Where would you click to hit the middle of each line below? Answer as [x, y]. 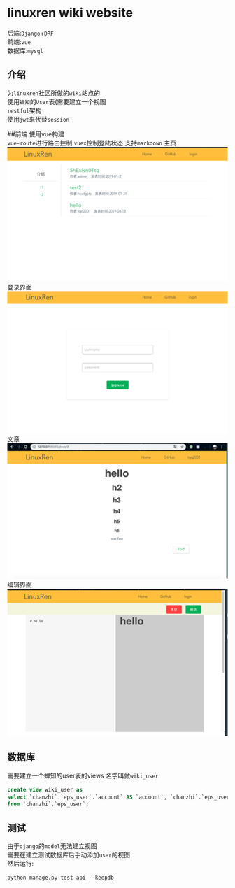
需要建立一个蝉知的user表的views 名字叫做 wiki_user [83, 775]
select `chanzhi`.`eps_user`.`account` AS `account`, [87, 797]
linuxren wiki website [70, 13]
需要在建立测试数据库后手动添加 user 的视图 [69, 855]
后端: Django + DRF [30, 33]
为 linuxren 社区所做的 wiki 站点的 [54, 93]
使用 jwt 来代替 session [38, 119]
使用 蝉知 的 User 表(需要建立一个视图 [57, 101]
